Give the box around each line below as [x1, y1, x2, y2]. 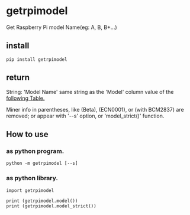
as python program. [6, 146, 65, 155]
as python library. [6, 174, 58, 183]
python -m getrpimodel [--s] [6, 161, 78, 167]
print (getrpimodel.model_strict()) [6, 203, 96, 209]
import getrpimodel [6, 187, 54, 193]
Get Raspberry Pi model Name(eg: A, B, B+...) [6, 24, 117, 31]
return [6, 73, 30, 83]
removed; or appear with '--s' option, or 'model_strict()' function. [6, 112, 165, 119]
